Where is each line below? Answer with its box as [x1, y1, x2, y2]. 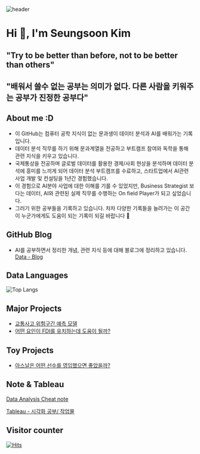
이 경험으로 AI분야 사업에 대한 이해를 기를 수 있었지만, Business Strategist [14, 182, 188, 189]
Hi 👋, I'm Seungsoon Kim [6, 27, 131, 40]
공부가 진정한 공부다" [15, 93, 88, 103]
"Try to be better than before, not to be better [6, 50, 178, 60]
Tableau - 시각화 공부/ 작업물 [6, 407, 75, 415]
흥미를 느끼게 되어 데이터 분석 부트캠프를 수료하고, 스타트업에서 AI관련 [26, 167, 189, 174]
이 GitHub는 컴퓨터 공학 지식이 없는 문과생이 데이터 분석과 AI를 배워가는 [14, 130, 182, 137]
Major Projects [6, 303, 62, 314]
